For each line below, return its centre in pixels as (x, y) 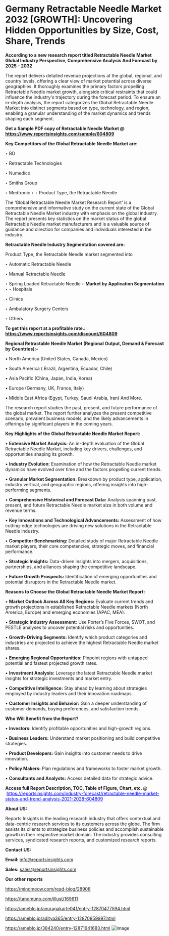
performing (17, 490)
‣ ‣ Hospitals (19, 289)
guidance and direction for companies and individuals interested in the (78, 229)
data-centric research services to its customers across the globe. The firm (83, 824)
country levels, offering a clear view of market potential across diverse (79, 81)
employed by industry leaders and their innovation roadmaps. (69, 693)
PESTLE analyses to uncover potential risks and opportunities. (70, 627)
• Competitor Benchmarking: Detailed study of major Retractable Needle (82, 541)
